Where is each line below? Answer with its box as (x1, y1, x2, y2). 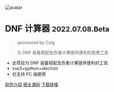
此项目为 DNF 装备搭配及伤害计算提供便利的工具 (12, 60, 108, 66)
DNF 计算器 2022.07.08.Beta (5, 23, 110, 34)
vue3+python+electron (12, 65, 58, 71)
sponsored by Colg (16, 39, 55, 45)
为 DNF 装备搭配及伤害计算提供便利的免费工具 (16, 49, 109, 55)
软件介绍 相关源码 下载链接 (5, 81, 58, 87)
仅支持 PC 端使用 (12, 71, 46, 77)
